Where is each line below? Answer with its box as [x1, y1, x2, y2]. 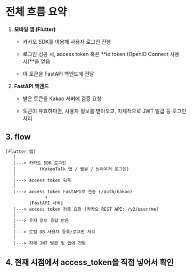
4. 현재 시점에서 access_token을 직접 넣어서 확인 [5, 257, 174, 267]
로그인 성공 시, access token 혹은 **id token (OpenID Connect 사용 [22, 50, 180, 57]
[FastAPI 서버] [29, 200, 64, 206]
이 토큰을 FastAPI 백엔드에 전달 [22, 70, 95, 77]
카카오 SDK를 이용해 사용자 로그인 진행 [22, 38, 111, 45]
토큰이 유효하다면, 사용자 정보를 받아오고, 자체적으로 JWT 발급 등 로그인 [22, 107, 187, 114]
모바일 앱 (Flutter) [13, 26, 56, 33]
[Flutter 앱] [5, 148, 36, 155]
